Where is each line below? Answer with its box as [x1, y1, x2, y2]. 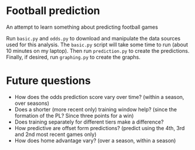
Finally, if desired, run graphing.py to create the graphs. [6, 53, 141, 60]
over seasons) [14, 100, 49, 107]
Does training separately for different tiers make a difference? [14, 118, 164, 125]
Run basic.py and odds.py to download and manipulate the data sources [6, 35, 181, 42]
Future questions [6, 74, 91, 87]
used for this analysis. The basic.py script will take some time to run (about [6, 41, 189, 48]
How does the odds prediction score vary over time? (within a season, [14, 93, 184, 100]
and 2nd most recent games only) [14, 131, 97, 138]
